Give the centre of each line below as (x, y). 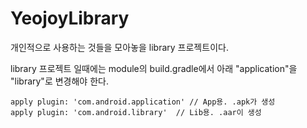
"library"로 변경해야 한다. (59, 81)
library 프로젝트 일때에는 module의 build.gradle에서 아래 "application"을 (154, 68)
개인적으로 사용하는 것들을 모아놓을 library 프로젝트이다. (119, 47)
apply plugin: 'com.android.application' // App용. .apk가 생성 (143, 102)
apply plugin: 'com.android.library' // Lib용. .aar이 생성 (136, 112)
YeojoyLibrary (70, 18)
